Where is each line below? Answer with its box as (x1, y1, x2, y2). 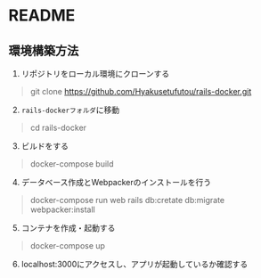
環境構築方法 (8, 43, 79, 58)
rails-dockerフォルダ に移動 (20, 104, 120, 115)
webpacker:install (29, 204, 95, 215)
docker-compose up (29, 241, 106, 250)
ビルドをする (20, 141, 69, 151)
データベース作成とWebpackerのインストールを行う (20, 177, 212, 187)
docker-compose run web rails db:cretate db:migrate (29, 195, 225, 205)
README (8, 5, 76, 26)
